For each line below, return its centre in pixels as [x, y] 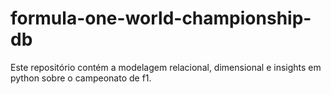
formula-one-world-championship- [161, 18]
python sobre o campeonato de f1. [81, 78]
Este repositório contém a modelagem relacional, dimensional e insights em [166, 67]
